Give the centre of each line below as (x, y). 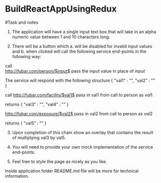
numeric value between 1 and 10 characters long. (61, 37)
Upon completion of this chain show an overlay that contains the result (83, 132)
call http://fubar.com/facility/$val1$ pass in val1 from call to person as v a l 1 (79, 95)
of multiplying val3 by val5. (39, 137)
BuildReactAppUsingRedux (61, 9)
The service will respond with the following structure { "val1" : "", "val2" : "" (80, 80)
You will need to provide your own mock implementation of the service (82, 147)
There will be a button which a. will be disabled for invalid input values (82, 46)
